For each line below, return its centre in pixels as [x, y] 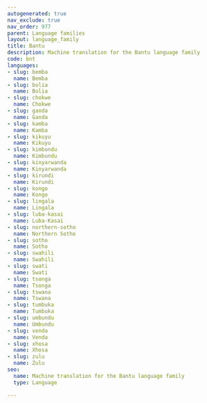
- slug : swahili [31, 253]
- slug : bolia [28, 85]
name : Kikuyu [32, 143]
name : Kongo [31, 195]
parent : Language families [46, 33]
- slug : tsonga [29, 279]
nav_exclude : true [34, 20]
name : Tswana [32, 299]
